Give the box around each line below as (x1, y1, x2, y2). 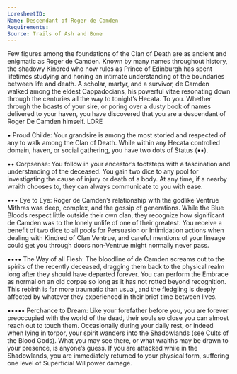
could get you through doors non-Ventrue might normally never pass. (7, 242, 210, 250)
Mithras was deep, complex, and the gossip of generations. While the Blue (7, 203, 224, 212)
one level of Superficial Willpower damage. (7, 359, 132, 368)
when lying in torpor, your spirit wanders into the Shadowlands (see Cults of (7, 329, 229, 337)
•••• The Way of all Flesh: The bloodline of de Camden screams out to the (7, 255, 225, 263)
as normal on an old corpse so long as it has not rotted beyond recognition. (7, 278, 226, 286)
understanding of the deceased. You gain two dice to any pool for (7, 167, 200, 176)
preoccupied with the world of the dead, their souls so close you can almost (7, 314, 229, 322)
